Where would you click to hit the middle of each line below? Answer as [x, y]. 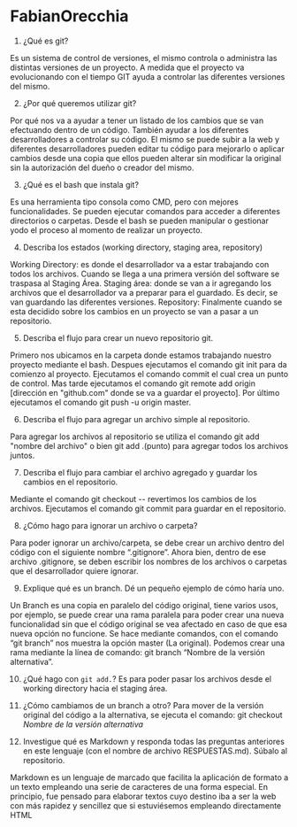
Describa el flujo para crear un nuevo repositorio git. [118, 337]
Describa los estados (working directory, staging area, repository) [143, 247]
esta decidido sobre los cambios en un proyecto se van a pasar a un [134, 311]
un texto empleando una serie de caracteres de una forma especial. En [139, 786]
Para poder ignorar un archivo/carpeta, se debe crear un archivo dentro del [147, 543]
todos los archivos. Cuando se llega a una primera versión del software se [145, 274]
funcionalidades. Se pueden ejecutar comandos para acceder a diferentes [145, 211]
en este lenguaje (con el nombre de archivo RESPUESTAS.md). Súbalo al [155, 751]
